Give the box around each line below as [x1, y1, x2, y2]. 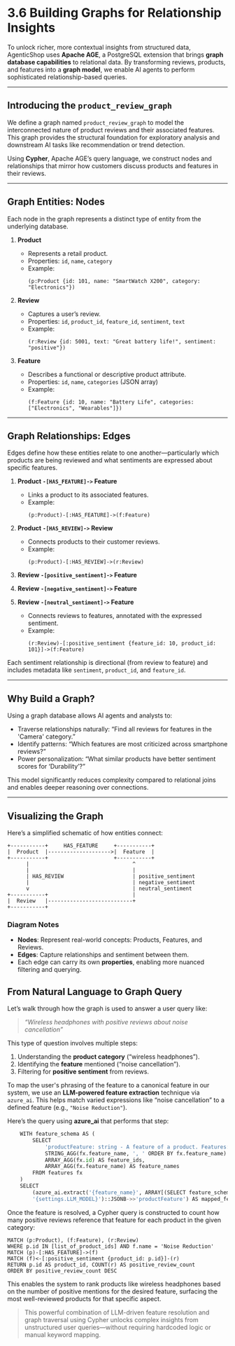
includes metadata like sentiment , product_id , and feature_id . [7, 666, 186, 674]
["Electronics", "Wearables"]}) [27, 404, 122, 411]
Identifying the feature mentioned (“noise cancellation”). [17, 1060, 180, 1069]
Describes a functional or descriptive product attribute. [27, 370, 187, 378]
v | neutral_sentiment [25, 885, 192, 892]
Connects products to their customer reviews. [27, 537, 160, 546]
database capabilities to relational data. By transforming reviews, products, [7, 57, 226, 66]
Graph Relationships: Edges [7, 430, 131, 442]
